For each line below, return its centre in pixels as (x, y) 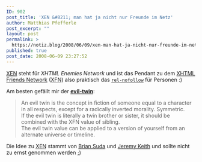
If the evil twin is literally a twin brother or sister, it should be (95, 115)
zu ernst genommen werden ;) (44, 152)
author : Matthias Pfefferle (41, 23)
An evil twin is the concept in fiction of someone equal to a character (106, 103)
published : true (26, 51)
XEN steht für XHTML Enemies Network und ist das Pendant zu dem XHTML (101, 73)
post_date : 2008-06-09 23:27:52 (47, 56)
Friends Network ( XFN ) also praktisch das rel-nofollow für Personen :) (94, 80)
